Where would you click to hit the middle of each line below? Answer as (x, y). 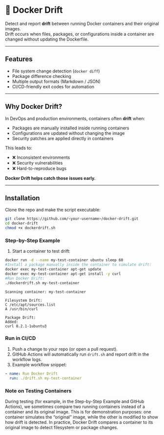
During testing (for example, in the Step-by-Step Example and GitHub (75, 401)
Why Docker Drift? (34, 107)
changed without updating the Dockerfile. (47, 39)
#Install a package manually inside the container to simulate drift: (78, 265)
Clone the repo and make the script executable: (53, 210)
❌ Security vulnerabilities (37, 163)
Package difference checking (42, 76)
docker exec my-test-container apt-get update (53, 269)
